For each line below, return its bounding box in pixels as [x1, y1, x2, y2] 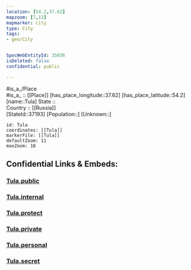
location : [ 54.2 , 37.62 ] [6, 8, 66, 15]
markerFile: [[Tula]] [6, 132, 60, 138]
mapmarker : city [6, 20, 47, 26]
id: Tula [6, 122, 28, 128]
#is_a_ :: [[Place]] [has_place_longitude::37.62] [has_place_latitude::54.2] [6, 91, 186, 98]
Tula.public [6, 176, 40, 185]
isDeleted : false [6, 58, 50, 64]
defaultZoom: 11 [6, 138, 47, 144]
